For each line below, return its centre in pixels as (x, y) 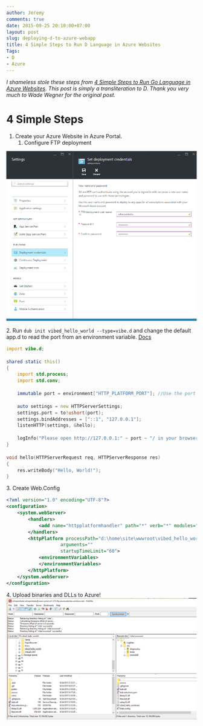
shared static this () (34, 361)
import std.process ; (43, 375)
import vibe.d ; (25, 348)
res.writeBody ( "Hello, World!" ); (59, 470)
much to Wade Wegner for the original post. (61, 95)
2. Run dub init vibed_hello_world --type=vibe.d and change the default (99, 330)
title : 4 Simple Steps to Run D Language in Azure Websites (84, 45)
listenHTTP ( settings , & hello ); (56, 425)
